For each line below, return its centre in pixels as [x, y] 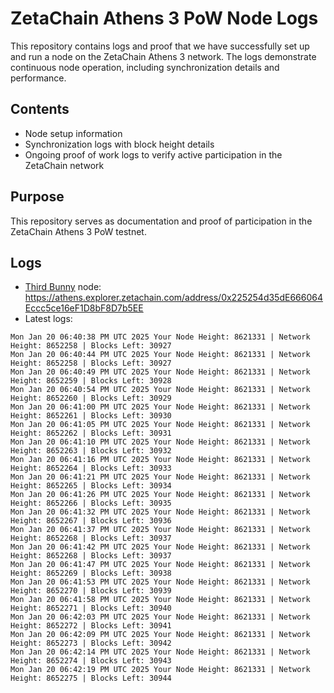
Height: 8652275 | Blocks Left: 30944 [91, 678]
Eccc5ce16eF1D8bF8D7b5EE [84, 308]
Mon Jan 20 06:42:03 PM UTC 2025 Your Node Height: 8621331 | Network [160, 617]
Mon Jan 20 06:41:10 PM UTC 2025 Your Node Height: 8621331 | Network [160, 442]
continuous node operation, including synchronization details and [145, 67]
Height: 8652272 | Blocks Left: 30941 [91, 626]
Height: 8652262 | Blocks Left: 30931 [91, 433]
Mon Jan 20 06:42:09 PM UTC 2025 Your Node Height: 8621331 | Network [160, 635]
